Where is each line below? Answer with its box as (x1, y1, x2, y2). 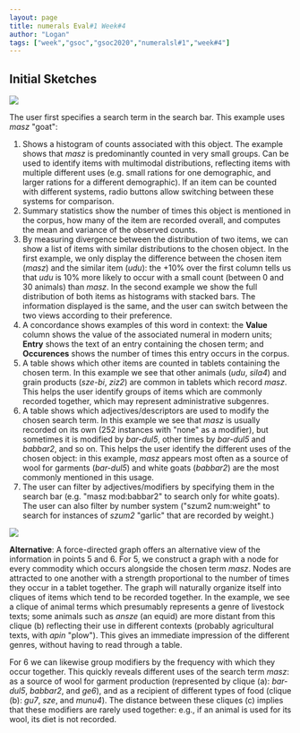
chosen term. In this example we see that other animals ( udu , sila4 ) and (21, 367, 287, 378)
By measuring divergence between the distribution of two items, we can (21, 234, 288, 245)
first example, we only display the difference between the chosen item (21, 253, 282, 264)
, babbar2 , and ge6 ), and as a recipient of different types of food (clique (25, 686, 292, 696)
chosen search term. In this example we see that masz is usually (21, 415, 261, 426)
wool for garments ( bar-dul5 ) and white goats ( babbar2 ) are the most (21, 462, 279, 473)
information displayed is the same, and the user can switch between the (21, 301, 288, 312)
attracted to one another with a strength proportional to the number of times (9, 573, 289, 583)
